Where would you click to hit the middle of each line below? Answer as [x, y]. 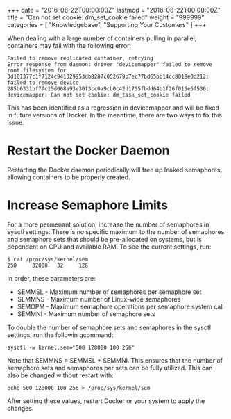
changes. [20, 408]
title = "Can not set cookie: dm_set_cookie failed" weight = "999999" [106, 17]
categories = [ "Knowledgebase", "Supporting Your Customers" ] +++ [107, 25]
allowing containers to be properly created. [69, 177]
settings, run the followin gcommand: [60, 335]
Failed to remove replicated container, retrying [80, 58]
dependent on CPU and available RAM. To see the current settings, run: [109, 247]
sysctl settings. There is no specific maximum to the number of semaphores [116, 231]
